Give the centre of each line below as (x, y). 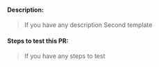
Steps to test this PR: (38, 41)
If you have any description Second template (88, 25)
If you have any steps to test (65, 56)
